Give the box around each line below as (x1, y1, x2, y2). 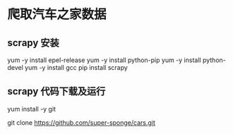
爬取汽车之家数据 (7, 6, 107, 23)
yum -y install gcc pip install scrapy (24, 63, 129, 71)
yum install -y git (7, 104, 56, 113)
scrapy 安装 (7, 37, 60, 49)
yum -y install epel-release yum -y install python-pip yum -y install (7, 56, 201, 64)
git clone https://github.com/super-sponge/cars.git (7, 118, 155, 127)
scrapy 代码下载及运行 (7, 85, 106, 97)
